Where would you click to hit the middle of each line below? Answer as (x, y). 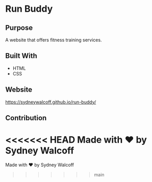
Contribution (26, 118)
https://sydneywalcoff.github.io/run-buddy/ (51, 102)
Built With (21, 56)
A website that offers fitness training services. (54, 40)
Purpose (19, 28)
